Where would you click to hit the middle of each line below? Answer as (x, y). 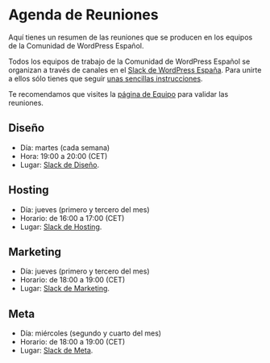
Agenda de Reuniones (83, 15)
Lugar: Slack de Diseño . (59, 165)
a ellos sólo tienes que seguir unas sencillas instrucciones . (106, 78)
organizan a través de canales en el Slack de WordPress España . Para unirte (135, 69)
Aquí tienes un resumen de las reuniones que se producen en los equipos (131, 37)
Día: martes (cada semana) (65, 148)
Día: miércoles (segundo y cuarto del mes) (91, 333)
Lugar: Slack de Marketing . (65, 289)
